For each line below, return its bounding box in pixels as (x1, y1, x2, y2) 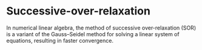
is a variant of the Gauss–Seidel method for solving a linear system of (6, 30, 180, 37)
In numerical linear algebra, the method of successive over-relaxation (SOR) (6, 24, 196, 31)
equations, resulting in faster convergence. (6, 37, 114, 44)
